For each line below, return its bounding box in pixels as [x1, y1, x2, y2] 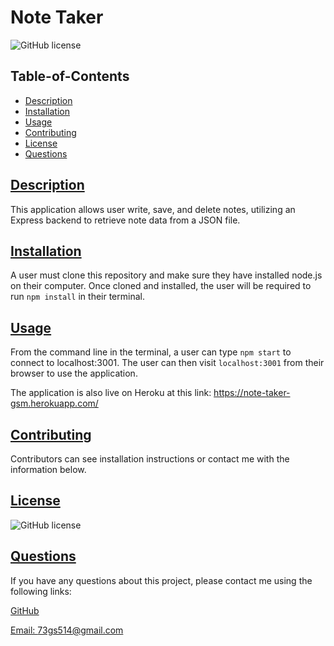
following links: [10, 585, 72, 597]
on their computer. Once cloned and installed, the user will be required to [10, 280, 312, 292]
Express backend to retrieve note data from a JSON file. [10, 214, 241, 226]
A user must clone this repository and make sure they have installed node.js [10, 269, 323, 281]
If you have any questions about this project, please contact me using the [10, 574, 313, 586]
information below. [10, 464, 87, 475]
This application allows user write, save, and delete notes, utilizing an [10, 203, 296, 215]
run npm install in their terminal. [10, 291, 145, 303]
